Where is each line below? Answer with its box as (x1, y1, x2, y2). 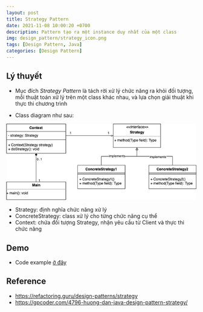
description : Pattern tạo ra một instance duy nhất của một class (6, 29, 177, 35)
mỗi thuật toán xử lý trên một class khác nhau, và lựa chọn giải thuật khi (14, 94, 194, 101)
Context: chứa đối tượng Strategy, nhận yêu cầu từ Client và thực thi (14, 219, 184, 226)
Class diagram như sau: (14, 112, 74, 119)
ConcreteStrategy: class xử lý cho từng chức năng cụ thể (14, 212, 158, 220)
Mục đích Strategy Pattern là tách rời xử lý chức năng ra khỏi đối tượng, (14, 87, 193, 94)
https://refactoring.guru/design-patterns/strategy (14, 292, 138, 299)
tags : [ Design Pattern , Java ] (6, 42, 83, 48)
